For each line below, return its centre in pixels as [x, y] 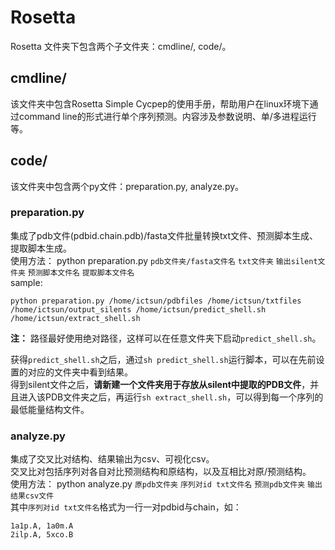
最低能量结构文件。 [50, 409]
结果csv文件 [32, 496]
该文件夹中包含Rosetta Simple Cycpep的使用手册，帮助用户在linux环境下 [160, 103]
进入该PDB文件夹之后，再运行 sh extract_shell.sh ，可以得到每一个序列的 [171, 397]
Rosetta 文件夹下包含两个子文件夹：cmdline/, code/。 [121, 46]
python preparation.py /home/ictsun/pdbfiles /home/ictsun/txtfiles [156, 301]
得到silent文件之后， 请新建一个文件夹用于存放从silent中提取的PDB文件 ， [160, 384]
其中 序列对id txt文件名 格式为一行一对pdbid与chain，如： [126, 507]
